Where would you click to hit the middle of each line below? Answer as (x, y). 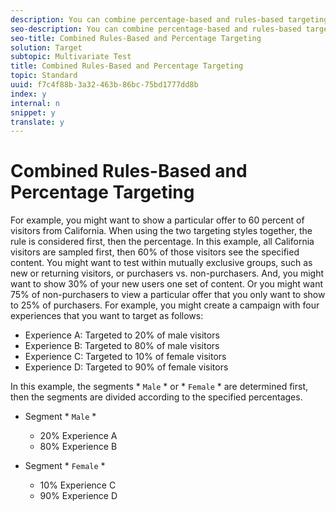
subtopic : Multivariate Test (71, 57)
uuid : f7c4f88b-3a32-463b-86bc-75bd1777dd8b (104, 85)
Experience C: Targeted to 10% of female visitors (125, 357)
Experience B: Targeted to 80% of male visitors (122, 346)
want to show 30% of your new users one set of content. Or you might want (167, 284)
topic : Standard (44, 76)
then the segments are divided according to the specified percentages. (156, 397)
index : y (28, 94)
